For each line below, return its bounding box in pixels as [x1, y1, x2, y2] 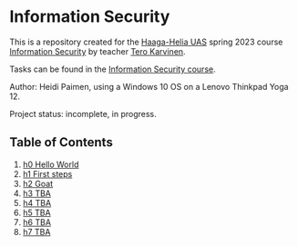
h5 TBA [22, 207, 52, 218]
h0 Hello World [22, 159, 79, 170]
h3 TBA [22, 188, 52, 199]
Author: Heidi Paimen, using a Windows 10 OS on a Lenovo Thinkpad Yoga [9, 81, 289, 92]
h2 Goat [22, 178, 53, 189]
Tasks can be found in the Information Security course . [9, 64, 216, 74]
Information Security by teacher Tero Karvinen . [9, 45, 186, 56]
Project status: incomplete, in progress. [9, 108, 157, 119]
